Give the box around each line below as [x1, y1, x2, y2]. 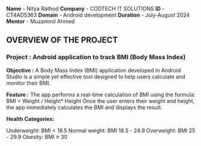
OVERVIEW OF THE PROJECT [6, 35, 118, 45]
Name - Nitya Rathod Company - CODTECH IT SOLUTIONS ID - [6, 5, 165, 12]
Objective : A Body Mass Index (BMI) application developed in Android [6, 66, 181, 74]
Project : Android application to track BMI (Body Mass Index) [6, 53, 186, 62]
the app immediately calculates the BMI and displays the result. [6, 104, 163, 111]
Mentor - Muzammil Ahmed [6, 18, 75, 25]
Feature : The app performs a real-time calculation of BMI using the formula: [6, 91, 196, 98]
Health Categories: [6, 115, 55, 122]
